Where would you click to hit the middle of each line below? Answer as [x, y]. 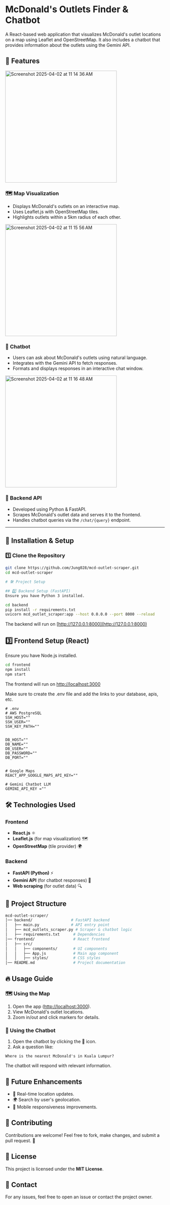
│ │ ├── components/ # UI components [56, 949]
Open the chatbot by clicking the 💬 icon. [54, 1042]
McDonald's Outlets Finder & [67, 9]
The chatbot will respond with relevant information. [58, 1066]
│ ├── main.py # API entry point [57, 925]
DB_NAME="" [17, 744]
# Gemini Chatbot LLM [28, 784]
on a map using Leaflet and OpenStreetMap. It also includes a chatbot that [83, 40]
